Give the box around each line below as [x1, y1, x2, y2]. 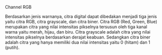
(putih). [5, 45, 20, 50]
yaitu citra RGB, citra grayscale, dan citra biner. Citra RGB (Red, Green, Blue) [5, 19, 158, 24]
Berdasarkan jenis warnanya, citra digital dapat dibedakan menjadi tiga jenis [5, 14, 157, 19]
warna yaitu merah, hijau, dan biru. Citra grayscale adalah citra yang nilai [5, 29, 150, 35]
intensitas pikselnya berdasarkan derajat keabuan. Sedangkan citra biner [5, 34, 151, 40]
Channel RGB [5, 4, 32, 10]
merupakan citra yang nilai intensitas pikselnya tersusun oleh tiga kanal [5, 24, 147, 30]
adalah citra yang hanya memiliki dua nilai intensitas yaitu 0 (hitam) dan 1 [5, 39, 150, 45]
